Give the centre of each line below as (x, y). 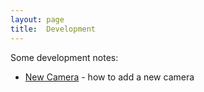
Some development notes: (64, 57)
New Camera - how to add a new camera (109, 77)
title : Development (53, 29)
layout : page (37, 19)
